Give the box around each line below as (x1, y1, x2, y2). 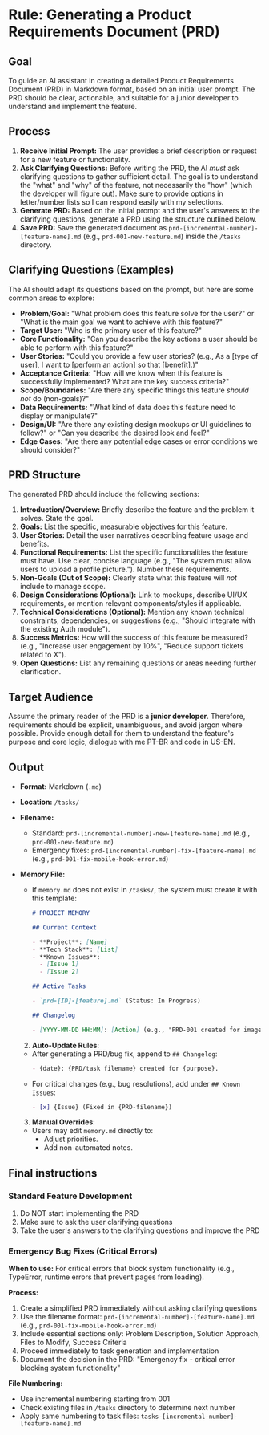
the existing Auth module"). (19, 624, 110, 634)
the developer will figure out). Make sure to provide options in (19, 189, 223, 198)
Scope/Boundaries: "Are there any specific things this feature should (19, 385, 250, 395)
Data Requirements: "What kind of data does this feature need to (19, 402, 236, 412)
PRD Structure (8, 468, 82, 482)
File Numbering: (8, 1379, 63, 1388)
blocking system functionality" (19, 1363, 121, 1373)
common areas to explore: (8, 293, 94, 303)
